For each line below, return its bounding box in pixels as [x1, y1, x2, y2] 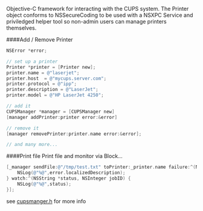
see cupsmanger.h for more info [6, 197, 86, 204]
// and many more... [6, 142, 59, 148]
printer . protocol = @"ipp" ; [6, 81, 77, 87]
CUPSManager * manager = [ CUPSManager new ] [6, 109, 115, 115]
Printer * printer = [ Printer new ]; [6, 64, 96, 70]
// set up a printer [6, 58, 59, 65]
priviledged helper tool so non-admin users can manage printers [6, 18, 167, 25]
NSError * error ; [6, 48, 47, 54]
